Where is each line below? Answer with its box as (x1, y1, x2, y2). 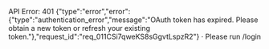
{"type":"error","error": (55, 7, 131, 16)
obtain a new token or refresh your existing (8, 24, 151, 32)
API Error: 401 (8, 7, 55, 16)
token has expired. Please (173, 15, 259, 24)
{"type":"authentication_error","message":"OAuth (8, 15, 172, 24)
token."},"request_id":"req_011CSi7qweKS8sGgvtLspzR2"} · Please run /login (8, 32, 262, 41)
